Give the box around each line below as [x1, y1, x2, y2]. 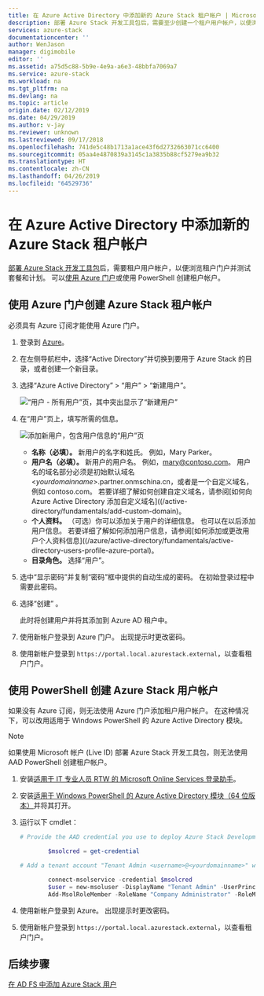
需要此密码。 [19, 582, 61, 591]
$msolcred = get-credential [48, 847, 140, 855]
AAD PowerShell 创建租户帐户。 [8, 758, 112, 767]
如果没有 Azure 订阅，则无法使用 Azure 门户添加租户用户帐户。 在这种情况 [8, 706, 249, 715]
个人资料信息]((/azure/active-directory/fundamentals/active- [38, 535, 234, 545]
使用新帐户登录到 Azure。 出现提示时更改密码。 [19, 906, 174, 915]
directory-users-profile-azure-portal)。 [31, 546, 159, 555]
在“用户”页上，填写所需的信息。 [19, 413, 123, 423]
